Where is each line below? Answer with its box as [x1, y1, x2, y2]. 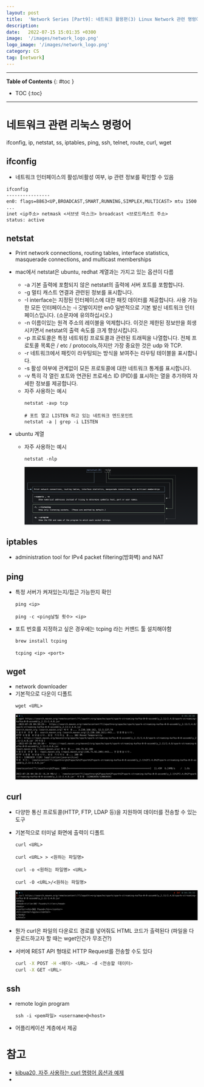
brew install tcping [15, 638, 67, 644]
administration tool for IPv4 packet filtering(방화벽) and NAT [15, 554, 164, 561]
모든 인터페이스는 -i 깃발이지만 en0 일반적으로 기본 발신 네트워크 [30, 304, 183, 311]
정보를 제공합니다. [35, 380, 78, 387]
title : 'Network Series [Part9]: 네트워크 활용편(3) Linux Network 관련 [6, 16, 185, 22]
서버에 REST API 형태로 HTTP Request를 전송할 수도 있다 [15, 947, 153, 955]
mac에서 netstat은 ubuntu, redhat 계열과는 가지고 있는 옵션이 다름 [15, 268, 174, 276]
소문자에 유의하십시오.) [58, 311, 113, 319]
